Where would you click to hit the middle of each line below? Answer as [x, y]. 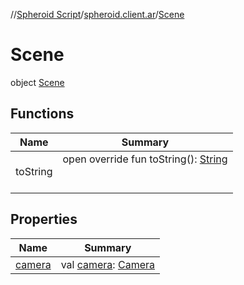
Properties [44, 219]
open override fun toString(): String [145, 159]
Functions [42, 114]
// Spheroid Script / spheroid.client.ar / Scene [97, 14]
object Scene [37, 82]
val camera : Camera [107, 264]
